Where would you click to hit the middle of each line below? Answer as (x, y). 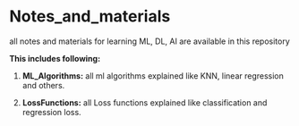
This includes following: (55, 58)
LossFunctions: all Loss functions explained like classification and (145, 102)
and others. (43, 85)
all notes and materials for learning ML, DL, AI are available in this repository (150, 41)
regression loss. (52, 112)
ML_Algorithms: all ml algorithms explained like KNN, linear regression (153, 76)
